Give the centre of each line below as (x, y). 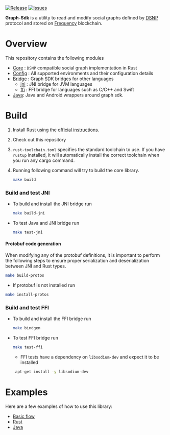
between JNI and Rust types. (36, 266)
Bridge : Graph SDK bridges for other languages (63, 79)
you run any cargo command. (44, 160)
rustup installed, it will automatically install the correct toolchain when (86, 155)
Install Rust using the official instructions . (56, 130)
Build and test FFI (27, 307)
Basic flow (23, 416)
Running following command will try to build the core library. (76, 170)
